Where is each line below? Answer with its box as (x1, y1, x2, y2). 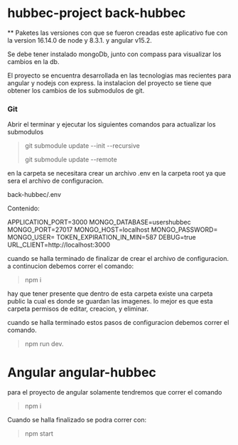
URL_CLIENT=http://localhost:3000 (7, 240, 110, 250)
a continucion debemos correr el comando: (7, 262, 134, 271)
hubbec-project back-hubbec (7, 5, 186, 21)
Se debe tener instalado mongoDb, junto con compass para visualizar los (7, 50, 222, 58)
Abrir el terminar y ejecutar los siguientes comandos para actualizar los (7, 120, 216, 129)
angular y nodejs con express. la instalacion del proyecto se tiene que (7, 78, 212, 87)
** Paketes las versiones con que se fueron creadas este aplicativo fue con (7, 28, 228, 37)
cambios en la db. (7, 57, 60, 65)
